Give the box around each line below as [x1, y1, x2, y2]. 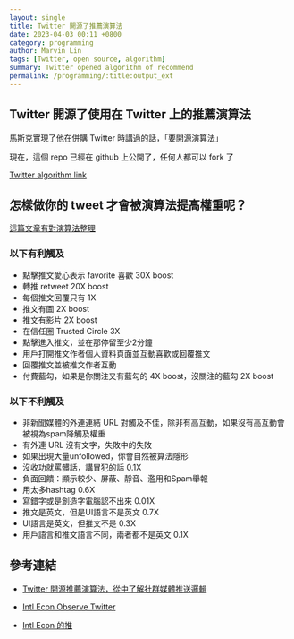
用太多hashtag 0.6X [21, 484, 96, 495]
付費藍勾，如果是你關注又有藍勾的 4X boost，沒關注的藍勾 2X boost [21, 370, 274, 381]
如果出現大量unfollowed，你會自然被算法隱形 [21, 450, 189, 462]
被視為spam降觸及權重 [21, 427, 106, 439]
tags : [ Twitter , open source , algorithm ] [9, 55, 166, 64]
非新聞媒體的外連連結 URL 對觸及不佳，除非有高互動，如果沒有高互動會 [21, 417, 286, 427]
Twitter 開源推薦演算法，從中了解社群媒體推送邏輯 [21, 583, 207, 594]
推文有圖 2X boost [21, 303, 90, 314]
